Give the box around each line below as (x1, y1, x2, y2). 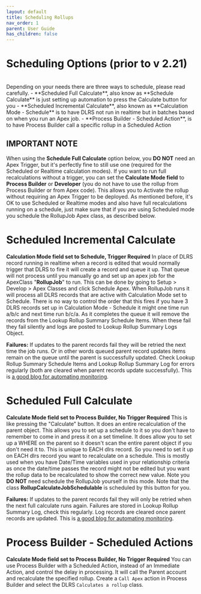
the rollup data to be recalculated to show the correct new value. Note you (6, 471, 190, 478)
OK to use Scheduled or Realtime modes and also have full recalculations (6, 199, 187, 206)
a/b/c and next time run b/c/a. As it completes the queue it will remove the (6, 310, 190, 317)
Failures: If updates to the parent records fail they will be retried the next (6, 341, 186, 348)
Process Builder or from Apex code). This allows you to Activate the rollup (6, 187, 189, 194)
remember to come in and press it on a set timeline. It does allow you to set (6, 433, 192, 440)
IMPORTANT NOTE (6, 139, 78, 149)
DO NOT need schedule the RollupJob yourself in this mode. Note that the (6, 478, 189, 485)
